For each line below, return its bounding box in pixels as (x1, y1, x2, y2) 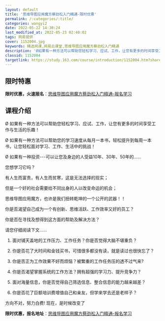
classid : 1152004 (5, 53, 41, 58)
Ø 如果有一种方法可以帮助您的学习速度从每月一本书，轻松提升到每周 (5, 137, 143, 143)
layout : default (5, 7, 38, 12)
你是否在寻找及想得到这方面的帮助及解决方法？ (5, 216, 100, 222)
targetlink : (5, 58, 29, 62)
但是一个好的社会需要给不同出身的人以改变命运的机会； (5, 185, 117, 191)
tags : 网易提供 (5, 35, 33, 40)
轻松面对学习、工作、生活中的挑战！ (22, 143, 96, 149)
